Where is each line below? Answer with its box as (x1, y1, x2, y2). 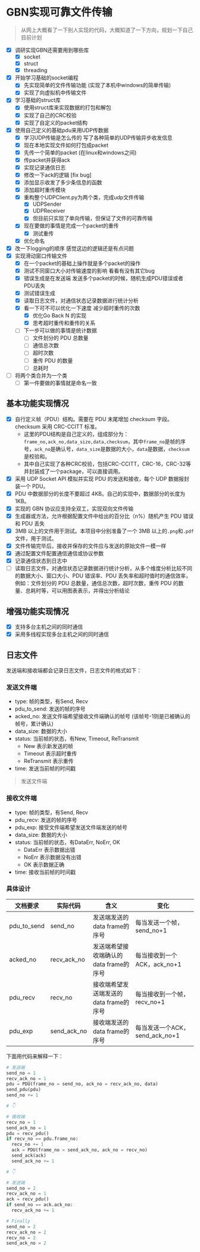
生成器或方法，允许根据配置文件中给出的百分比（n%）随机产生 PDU (14, 512, 182, 520)
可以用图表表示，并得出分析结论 (51, 587, 130, 594)
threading (23, 67, 48, 74)
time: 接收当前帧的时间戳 (14, 868, 76, 876)
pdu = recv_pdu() (6, 1130, 49, 1136)
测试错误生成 (23, 289, 55, 296)
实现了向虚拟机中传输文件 (23, 89, 87, 96)
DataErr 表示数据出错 (23, 846, 76, 853)
